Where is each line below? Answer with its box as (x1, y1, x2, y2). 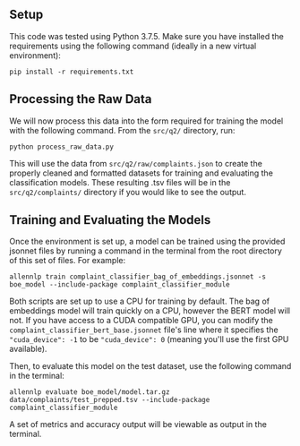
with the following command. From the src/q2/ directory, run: (9, 124, 236, 135)
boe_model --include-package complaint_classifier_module (9, 280, 230, 289)
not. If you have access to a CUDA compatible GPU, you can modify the (9, 315, 273, 326)
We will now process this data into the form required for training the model (9, 116, 284, 126)
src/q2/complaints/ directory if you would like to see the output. (9, 186, 246, 197)
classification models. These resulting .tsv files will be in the (9, 176, 231, 187)
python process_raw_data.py (9, 142, 115, 151)
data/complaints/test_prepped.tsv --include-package (9, 396, 210, 405)
